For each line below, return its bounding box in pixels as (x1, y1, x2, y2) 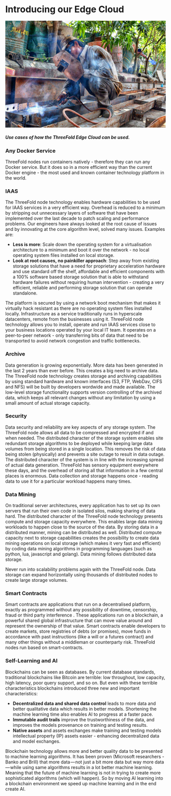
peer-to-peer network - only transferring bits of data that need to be (5, 332, 149, 339)
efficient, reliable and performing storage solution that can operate (12, 285, 153, 291)
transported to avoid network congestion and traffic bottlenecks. (5, 338, 141, 344)
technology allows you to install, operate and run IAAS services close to (5, 321, 156, 328)
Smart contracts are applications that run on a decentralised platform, (5, 601, 152, 607)
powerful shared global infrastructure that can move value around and (5, 617, 153, 624)
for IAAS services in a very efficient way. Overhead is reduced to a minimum (5, 204, 165, 211)
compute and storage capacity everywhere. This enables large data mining (5, 519, 163, 525)
